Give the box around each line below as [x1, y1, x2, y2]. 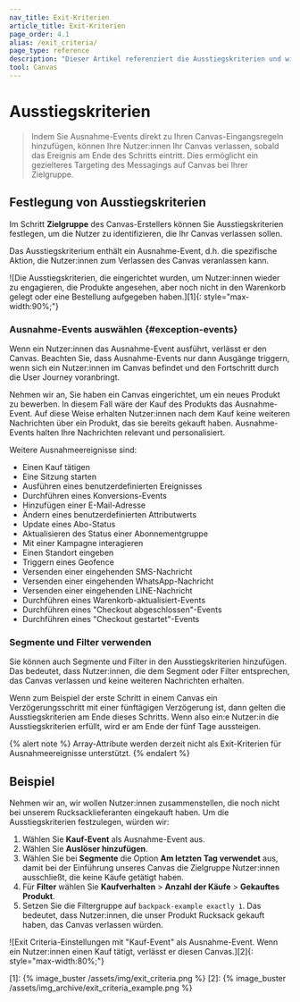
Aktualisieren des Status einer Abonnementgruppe [21, 528, 208, 539]
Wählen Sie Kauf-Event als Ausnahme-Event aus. [21, 834, 205, 845]
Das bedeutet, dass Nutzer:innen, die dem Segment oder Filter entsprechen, [9, 666, 290, 677]
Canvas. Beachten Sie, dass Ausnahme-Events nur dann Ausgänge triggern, [9, 352, 290, 363]
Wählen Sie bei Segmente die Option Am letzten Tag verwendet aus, [21, 853, 279, 863]
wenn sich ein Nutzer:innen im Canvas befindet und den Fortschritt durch [9, 362, 279, 373]
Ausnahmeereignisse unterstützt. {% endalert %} [9, 748, 190, 759]
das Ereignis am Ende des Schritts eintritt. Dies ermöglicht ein [30, 149, 259, 161]
